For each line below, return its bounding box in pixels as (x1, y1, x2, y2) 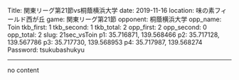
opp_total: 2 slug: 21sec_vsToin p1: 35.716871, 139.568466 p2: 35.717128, (7, 30, 220, 39)
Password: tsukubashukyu (7, 45, 85, 54)
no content (7, 66, 39, 74)
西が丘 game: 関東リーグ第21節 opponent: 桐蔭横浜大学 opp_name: (26, 15, 222, 23)
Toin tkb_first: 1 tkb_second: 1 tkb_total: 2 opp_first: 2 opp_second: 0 (7, 23, 208, 31)
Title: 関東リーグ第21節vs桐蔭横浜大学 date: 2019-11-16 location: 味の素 (7, 6, 215, 14)
